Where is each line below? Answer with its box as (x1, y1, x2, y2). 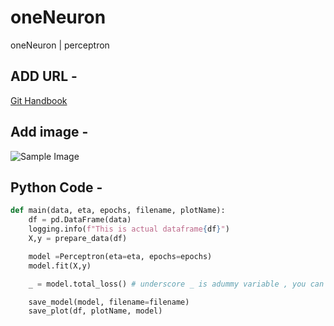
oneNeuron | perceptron (10, 39, 110, 51)
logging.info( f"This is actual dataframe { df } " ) (28, 224, 230, 235)
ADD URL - (10, 68, 78, 85)
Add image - (10, 124, 89, 141)
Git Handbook (10, 94, 68, 106)
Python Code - (10, 179, 103, 196)
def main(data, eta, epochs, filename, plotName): (10, 206, 226, 216)
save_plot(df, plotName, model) (28, 306, 163, 316)
